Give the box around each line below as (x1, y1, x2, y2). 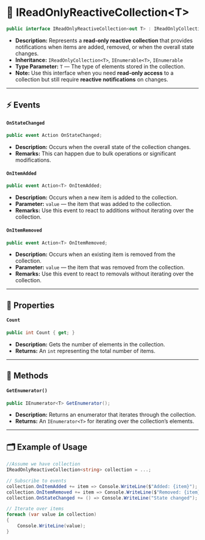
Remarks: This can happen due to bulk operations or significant (15, 150, 176, 158)
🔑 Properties (6, 300, 55, 310)
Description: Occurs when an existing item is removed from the (15, 250, 176, 258)
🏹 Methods (6, 371, 49, 381)
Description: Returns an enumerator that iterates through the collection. (15, 411, 196, 418)
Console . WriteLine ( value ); (17, 523, 86, 529)
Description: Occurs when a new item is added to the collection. (15, 194, 178, 201)
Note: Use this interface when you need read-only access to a (15, 69, 174, 76)
